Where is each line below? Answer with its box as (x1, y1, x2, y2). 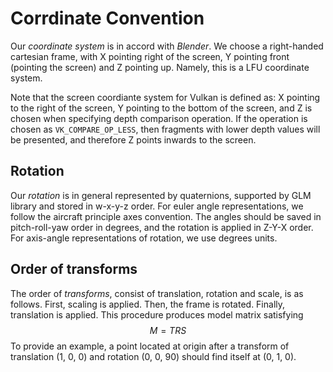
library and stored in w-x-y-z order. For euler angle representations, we (10, 200, 304, 212)
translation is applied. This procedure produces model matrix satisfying (10, 308, 304, 321)
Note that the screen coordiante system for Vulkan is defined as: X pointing (10, 91, 321, 103)
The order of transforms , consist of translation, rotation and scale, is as (10, 287, 304, 299)
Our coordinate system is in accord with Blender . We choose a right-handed (10, 40, 324, 52)
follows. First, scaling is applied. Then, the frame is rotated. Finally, (10, 298, 286, 310)
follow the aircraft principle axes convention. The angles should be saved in (10, 210, 322, 222)
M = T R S (149, 324, 187, 336)
